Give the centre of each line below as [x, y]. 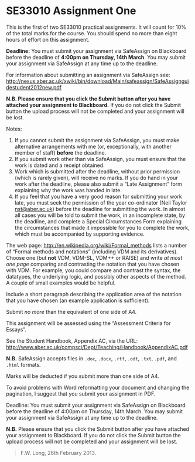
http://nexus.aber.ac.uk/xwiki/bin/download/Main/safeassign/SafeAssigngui [97, 81]
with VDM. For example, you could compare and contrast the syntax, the [93, 270]
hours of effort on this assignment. [48, 39]
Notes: [14, 129]
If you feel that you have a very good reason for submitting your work [98, 196]
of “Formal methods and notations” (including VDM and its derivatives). [92, 252]
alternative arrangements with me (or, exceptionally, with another [93, 146]
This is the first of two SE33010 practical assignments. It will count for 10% [96, 27]
